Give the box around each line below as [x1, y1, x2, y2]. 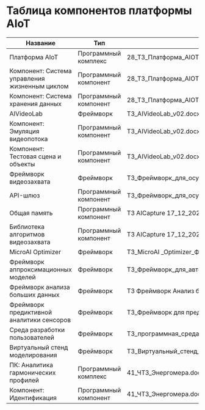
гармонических [9, 368, 56, 376]
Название [25, 38, 56, 47]
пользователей [9, 333, 55, 342]
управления [9, 74, 45, 82]
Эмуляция [9, 126, 40, 135]
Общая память [9, 208, 53, 217]
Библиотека [9, 222, 45, 231]
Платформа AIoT [9, 53, 59, 61]
